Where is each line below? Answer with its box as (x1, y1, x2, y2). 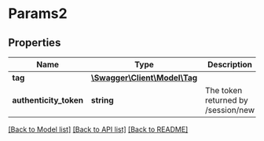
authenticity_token (12, 95, 84, 106)
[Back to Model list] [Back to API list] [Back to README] (8, 125, 189, 134)
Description (207, 60, 253, 70)
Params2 (8, 5, 68, 23)
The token (204, 85, 243, 96)
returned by (204, 95, 249, 106)
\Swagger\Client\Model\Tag (90, 72, 198, 83)
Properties (8, 36, 61, 49)
